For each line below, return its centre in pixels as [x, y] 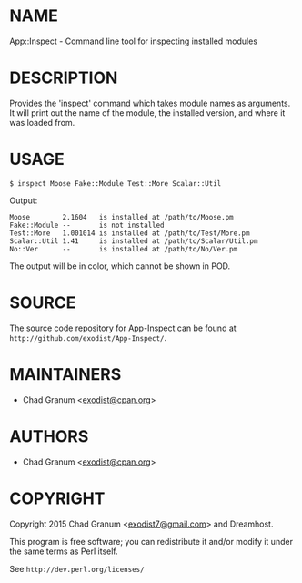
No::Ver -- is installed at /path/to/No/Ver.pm [124, 249]
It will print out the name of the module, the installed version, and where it [147, 113]
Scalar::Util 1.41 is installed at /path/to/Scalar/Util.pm [134, 241]
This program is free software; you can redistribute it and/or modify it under [151, 541]
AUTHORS [49, 436]
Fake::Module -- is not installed [87, 225]
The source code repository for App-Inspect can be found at [123, 328]
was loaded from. [42, 122]
